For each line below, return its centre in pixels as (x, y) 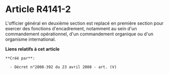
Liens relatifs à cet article (32, 49)
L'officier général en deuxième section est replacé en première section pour (84, 23)
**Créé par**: (20, 58)
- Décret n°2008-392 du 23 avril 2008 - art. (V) (63, 67)
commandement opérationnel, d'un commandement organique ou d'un (79, 34)
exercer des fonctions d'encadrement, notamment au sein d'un (71, 28)
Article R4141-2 (38, 9)
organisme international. (31, 39)
